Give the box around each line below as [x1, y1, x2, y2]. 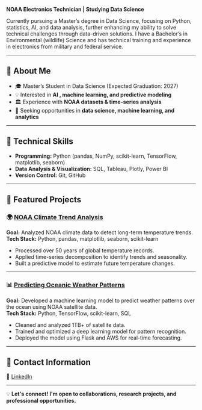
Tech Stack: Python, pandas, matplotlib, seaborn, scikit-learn [6, 235, 159, 243]
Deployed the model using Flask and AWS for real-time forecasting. [14, 334, 182, 341]
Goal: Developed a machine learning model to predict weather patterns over [6, 297, 195, 304]
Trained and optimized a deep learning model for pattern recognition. [14, 328, 186, 335]
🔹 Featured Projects [6, 194, 82, 205]
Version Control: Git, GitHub [14, 172, 86, 179]
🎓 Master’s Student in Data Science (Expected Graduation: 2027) [14, 82, 179, 90]
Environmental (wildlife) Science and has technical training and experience [6, 37, 191, 43]
